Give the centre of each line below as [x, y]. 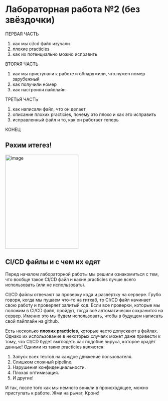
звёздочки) [30, 20]
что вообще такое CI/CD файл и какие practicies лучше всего [71, 279]
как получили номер [34, 84]
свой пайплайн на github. [32, 321]
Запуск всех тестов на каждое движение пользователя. [72, 356]
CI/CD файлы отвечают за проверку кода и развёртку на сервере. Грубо [83, 294]
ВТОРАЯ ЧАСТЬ [22, 64]
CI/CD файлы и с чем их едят [53, 262]
